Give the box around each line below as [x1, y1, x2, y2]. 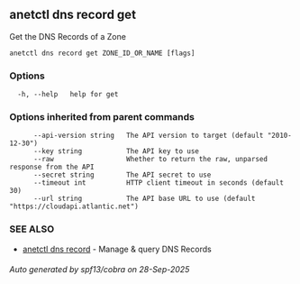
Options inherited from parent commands [9, 111, 195, 124]
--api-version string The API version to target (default [32, 131, 264, 141]
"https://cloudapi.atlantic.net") [9, 202, 140, 211]
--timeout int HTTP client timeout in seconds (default [32, 179, 284, 188]
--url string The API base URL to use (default [32, 194, 256, 204]
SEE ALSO [9, 223, 55, 235]
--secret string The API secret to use [32, 170, 212, 179]
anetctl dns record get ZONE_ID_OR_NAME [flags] [9, 49, 195, 58]
